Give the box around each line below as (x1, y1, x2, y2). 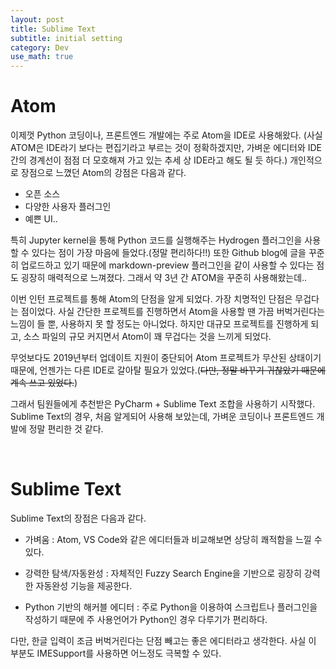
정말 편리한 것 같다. (28, 423, 104, 435)
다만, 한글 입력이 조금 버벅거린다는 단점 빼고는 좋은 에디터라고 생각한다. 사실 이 (10, 635, 317, 646)
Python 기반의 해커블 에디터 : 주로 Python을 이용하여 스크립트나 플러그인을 (24, 601, 318, 613)
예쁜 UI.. (24, 213, 58, 225)
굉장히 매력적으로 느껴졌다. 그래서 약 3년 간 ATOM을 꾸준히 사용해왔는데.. (20, 272, 308, 284)
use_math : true (10, 52, 74, 62)
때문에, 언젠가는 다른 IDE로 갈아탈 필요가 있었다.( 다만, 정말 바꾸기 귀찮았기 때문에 (10, 364, 326, 376)
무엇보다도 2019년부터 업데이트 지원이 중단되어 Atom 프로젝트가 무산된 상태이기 (10, 352, 322, 364)
